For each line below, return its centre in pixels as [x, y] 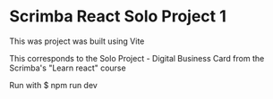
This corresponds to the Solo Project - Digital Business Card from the [137, 58]
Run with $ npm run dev [54, 85]
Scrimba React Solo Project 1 [118, 16]
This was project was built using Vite [77, 41]
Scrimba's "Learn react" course [68, 68]
